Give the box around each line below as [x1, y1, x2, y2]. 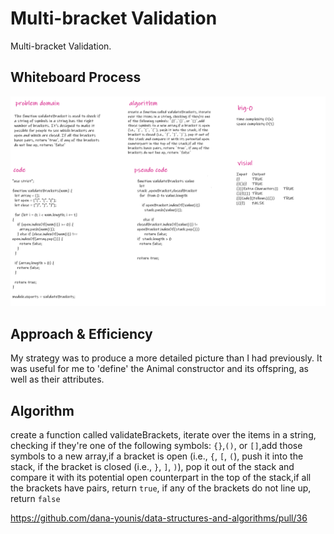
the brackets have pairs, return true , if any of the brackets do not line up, [10, 482, 312, 494]
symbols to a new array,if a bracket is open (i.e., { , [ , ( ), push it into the [10, 450, 304, 462]
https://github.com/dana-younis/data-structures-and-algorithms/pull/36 [10, 512, 308, 524]
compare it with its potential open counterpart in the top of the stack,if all [10, 472, 312, 484]
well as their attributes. [10, 373, 105, 386]
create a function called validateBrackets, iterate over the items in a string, [10, 429, 317, 441]
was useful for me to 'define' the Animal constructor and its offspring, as [10, 363, 309, 375]
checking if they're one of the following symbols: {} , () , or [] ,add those [10, 440, 303, 452]
